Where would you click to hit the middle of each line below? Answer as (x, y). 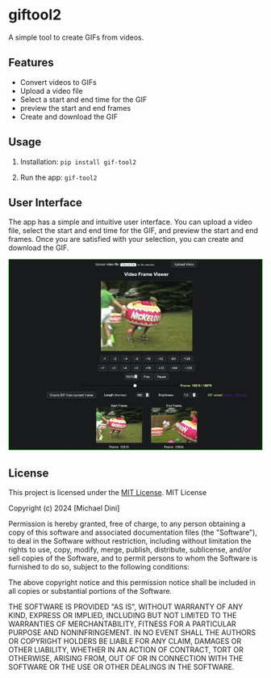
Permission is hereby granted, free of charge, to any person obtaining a (127, 524)
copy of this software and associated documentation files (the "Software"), (133, 532)
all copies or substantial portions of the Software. (90, 591)
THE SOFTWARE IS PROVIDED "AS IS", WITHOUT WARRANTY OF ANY (126, 607)
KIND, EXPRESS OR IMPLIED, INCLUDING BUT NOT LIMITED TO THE (123, 616)
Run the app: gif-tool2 (58, 177)
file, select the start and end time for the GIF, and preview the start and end (133, 231)
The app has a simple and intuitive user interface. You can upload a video (130, 222)
